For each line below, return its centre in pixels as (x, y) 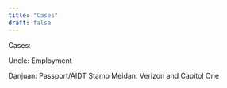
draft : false (30, 23)
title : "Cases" (33, 15)
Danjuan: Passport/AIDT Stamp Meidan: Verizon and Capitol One (114, 75)
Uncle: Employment (40, 60)
